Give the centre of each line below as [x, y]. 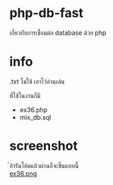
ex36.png [23, 173]
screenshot [44, 146]
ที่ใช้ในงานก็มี [25, 95]
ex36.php [34, 110]
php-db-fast [47, 13]
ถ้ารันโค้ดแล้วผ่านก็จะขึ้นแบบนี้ [44, 165]
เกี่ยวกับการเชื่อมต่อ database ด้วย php [58, 33]
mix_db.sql [35, 117]
